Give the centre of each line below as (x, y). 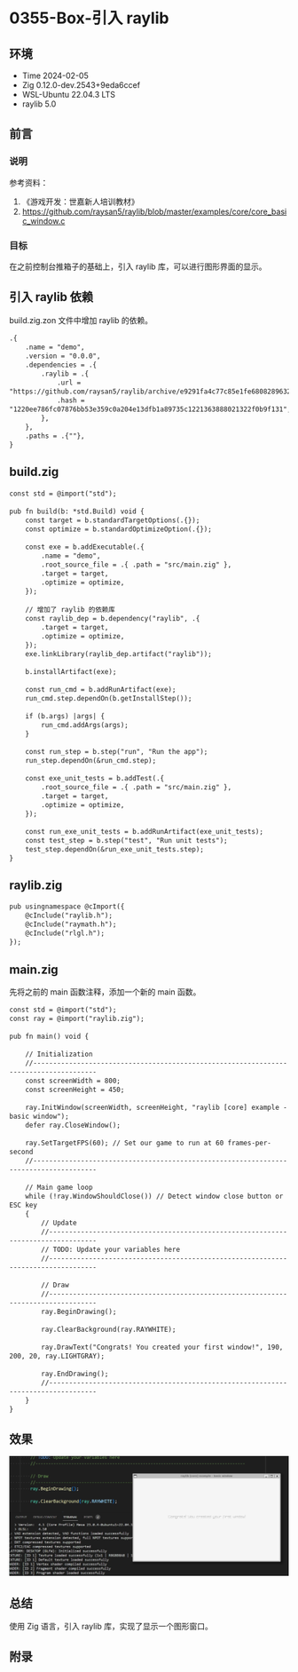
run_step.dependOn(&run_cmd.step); (91, 760)
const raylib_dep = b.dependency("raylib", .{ (113, 618)
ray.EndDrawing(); (75, 1374)
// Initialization (59, 1054)
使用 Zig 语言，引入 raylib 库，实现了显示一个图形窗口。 (111, 1626)
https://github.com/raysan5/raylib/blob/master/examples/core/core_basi (154, 211)
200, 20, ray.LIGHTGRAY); (57, 1356)
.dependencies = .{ (61, 365)
